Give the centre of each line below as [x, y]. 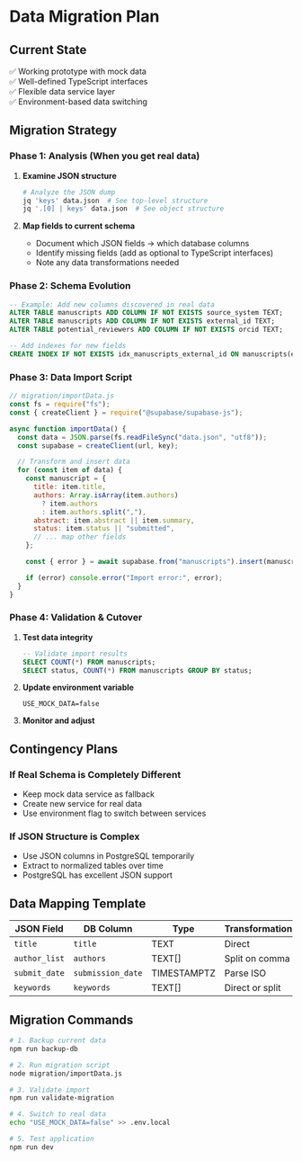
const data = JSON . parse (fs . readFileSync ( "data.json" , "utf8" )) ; [142, 437]
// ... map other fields [80, 537]
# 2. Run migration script [60, 1065]
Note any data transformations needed [107, 263]
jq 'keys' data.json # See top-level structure [115, 201]
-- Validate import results [75, 654]
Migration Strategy [63, 131]
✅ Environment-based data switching [79, 102]
